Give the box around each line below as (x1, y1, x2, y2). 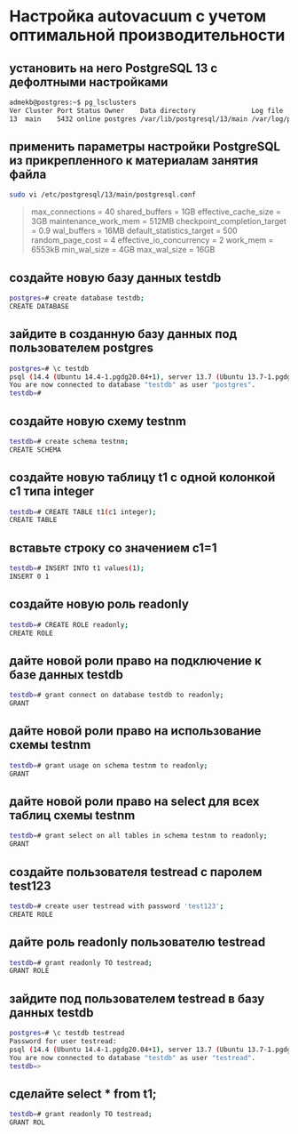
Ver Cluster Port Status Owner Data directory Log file (9, 106, 284, 115)
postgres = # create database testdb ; (9, 294, 145, 303)
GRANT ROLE (9, 967, 50, 976)
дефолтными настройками (9, 74, 169, 90)
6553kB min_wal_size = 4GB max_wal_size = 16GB (30, 245, 216, 255)
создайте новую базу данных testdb (9, 269, 222, 286)
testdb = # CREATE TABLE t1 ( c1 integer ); (9, 507, 157, 517)
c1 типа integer (9, 484, 95, 499)
